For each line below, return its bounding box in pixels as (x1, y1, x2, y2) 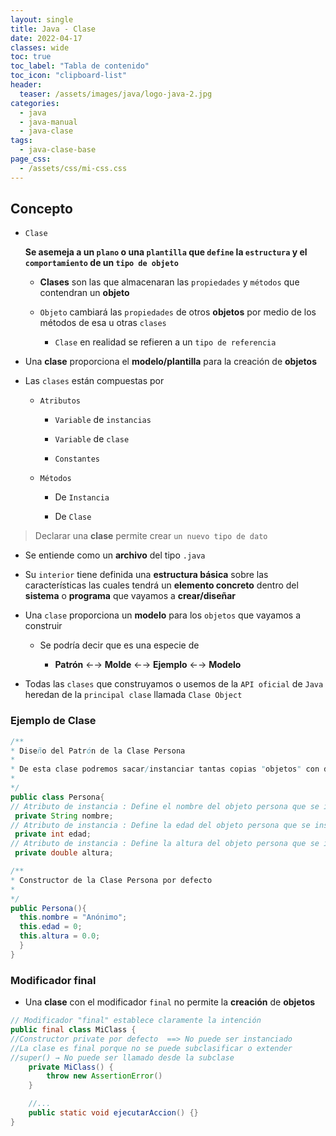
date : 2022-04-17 (10, 33, 83, 43)
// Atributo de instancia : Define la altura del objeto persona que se (10, 839, 320, 849)
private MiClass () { (28, 1062, 114, 1072)
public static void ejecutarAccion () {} (28, 1108, 199, 1118)
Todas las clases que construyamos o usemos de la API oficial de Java (24, 678, 324, 690)
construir (24, 620, 63, 632)
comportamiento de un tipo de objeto (24, 257, 179, 269)
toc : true (10, 52, 52, 62)
